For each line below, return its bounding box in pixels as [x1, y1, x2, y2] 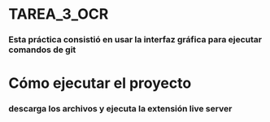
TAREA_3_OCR [8, 5, 109, 24]
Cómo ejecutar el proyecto [8, 74, 192, 93]
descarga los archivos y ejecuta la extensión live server [8, 103, 233, 115]
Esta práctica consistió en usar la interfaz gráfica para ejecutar [8, 34, 263, 46]
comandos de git [8, 44, 76, 55]
